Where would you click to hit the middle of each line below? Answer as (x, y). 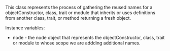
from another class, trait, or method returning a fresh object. (68, 18)
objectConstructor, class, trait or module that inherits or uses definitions (80, 13)
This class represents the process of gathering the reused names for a (79, 7)
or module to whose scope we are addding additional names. (76, 43)
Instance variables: (25, 28)
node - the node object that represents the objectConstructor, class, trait (89, 38)
